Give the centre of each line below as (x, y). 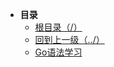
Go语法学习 (58, 52)
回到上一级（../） (69, 39)
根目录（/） (58, 27)
